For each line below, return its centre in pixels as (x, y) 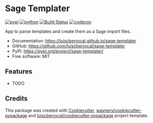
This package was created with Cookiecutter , (50, 110)
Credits (16, 98)
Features (19, 72)
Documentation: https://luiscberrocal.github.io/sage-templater (74, 41)
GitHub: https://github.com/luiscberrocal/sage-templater (68, 46)
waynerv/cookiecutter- (119, 110)
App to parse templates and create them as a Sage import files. (68, 31)
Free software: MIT (31, 56)
